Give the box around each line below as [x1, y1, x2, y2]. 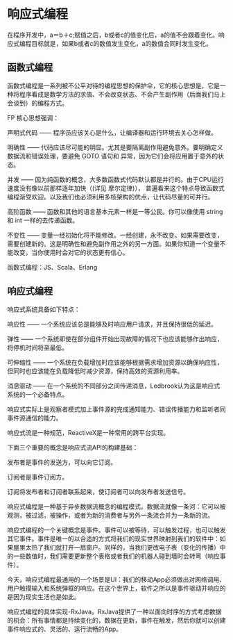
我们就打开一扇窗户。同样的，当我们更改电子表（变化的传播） [43, 543, 220, 551]
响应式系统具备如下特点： [7, 305, 80, 313]
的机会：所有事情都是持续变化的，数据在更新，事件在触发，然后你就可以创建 [7, 616, 226, 624]
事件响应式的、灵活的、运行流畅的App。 [7, 625, 123, 633]
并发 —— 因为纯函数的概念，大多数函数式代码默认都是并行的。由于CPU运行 [7, 175, 224, 183]
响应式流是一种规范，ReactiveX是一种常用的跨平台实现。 [7, 428, 170, 436]
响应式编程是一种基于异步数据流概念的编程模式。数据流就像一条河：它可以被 [7, 502, 226, 511]
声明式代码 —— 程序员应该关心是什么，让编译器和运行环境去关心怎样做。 [7, 128, 217, 136]
